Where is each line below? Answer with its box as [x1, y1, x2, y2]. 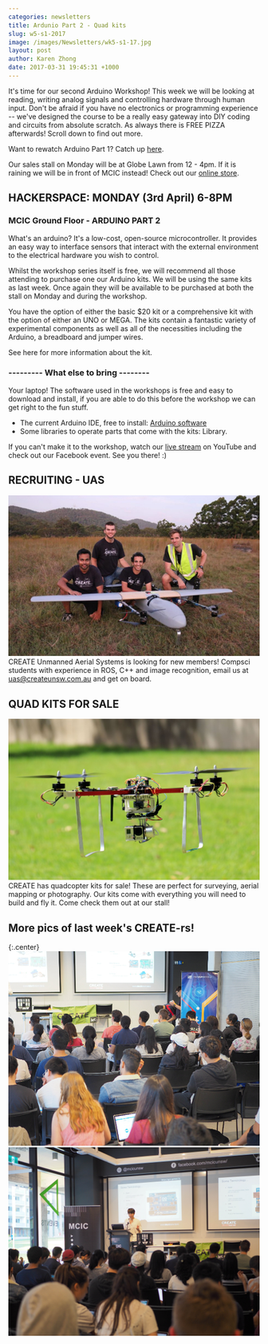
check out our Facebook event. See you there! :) [8, 450, 167, 460]
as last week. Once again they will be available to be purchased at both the [8, 283, 254, 292]
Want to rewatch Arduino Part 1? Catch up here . [8, 144, 164, 153]
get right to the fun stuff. [8, 402, 89, 412]
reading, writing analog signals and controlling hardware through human [8, 94, 246, 104]
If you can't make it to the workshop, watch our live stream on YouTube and [8, 441, 257, 451]
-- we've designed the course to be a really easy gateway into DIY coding [8, 112, 250, 121]
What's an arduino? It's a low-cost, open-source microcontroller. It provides [8, 233, 258, 243]
